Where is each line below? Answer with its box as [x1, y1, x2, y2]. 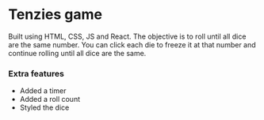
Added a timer [19, 86, 67, 96]
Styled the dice [19, 103, 70, 112]
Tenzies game [8, 6, 103, 24]
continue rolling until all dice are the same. [8, 48, 147, 58]
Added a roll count [19, 95, 81, 104]
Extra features [8, 68, 65, 79]
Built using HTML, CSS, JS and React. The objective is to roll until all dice [8, 32, 247, 41]
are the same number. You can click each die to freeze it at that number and [8, 39, 256, 49]
